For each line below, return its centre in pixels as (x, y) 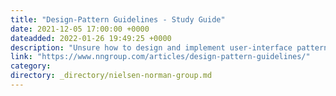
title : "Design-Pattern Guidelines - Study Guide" (118, 19)
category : (31, 66)
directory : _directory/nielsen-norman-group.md (111, 76)
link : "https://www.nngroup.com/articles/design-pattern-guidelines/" (160, 57)
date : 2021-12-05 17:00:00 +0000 (80, 29)
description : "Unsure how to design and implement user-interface (151, 47)
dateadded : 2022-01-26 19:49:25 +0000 (91, 38)
